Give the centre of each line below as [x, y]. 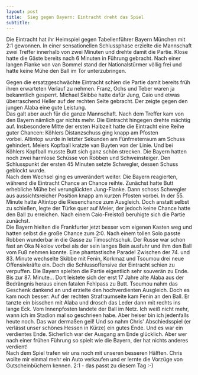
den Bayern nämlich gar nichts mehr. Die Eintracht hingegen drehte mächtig [98, 120]
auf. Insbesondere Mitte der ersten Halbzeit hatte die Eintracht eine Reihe [95, 126]
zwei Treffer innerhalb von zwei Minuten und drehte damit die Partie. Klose [97, 52]
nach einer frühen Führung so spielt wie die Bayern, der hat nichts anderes [97, 341]
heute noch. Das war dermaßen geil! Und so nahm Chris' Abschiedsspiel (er [98, 322]
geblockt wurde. [26, 171]
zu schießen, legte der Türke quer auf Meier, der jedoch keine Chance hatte [98, 209]
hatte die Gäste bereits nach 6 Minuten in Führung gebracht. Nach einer [94, 58]
